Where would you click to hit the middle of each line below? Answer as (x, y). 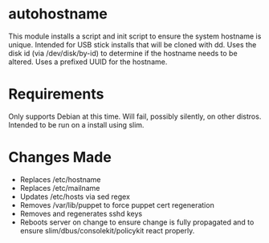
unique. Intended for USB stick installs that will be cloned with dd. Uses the (132, 44)
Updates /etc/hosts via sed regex (75, 196)
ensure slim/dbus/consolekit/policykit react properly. (107, 230)
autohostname (58, 14)
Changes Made (60, 158)
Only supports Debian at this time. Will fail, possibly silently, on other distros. (135, 116)
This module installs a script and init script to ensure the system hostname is (135, 36)
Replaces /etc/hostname (60, 179)
